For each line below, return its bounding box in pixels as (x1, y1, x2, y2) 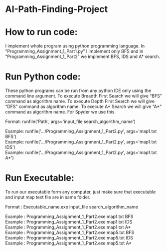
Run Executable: (5, 172, 75, 183)
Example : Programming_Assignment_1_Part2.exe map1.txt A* (5, 224, 131, 230)
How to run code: (5, 26, 78, 38)
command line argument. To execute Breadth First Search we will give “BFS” (5, 93, 162, 99)
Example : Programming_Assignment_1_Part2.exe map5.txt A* (5, 240, 132, 246)
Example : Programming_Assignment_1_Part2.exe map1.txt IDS (5, 219, 133, 224)
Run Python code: (5, 71, 81, 82)
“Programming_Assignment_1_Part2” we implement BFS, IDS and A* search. (5, 53, 161, 59)
